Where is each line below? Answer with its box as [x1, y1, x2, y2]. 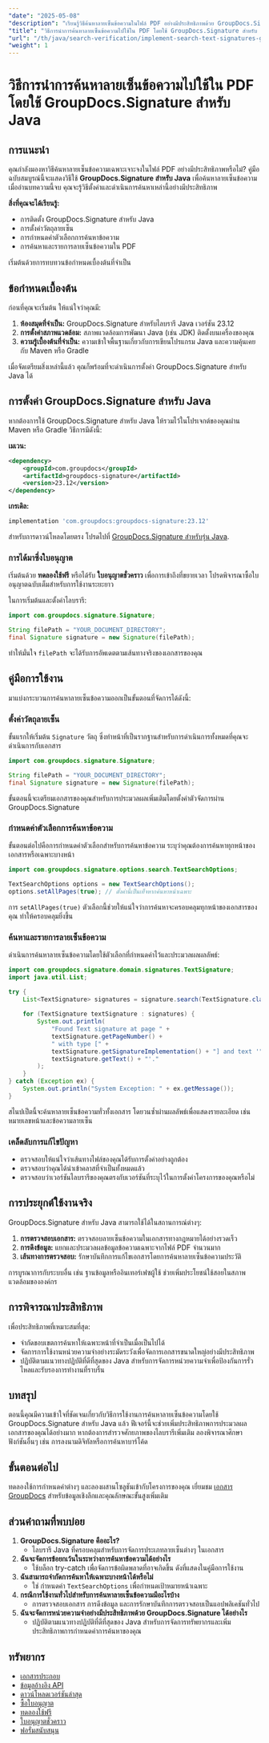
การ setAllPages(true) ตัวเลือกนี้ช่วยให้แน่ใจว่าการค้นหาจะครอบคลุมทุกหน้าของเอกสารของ [8, 902, 258, 911]
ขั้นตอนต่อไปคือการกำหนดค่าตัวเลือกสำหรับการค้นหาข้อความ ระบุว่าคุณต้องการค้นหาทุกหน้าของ [8, 840, 255, 850]
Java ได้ [8, 371, 34, 380]
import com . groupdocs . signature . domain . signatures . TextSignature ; [8, 966, 235, 974]
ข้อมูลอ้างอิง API [19, 1680, 64, 1689]
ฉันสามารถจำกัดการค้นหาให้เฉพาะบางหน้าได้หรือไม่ [19, 1572, 154, 1582]
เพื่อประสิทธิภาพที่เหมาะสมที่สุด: [8, 1321, 90, 1332]
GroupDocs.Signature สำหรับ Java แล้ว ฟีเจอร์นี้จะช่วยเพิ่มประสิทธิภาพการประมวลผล [8, 1419, 247, 1429]
